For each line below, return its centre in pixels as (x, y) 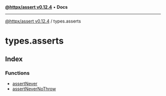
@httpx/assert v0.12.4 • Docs (37, 7)
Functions (17, 73)
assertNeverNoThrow (34, 89)
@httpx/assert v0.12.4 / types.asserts (43, 21)
